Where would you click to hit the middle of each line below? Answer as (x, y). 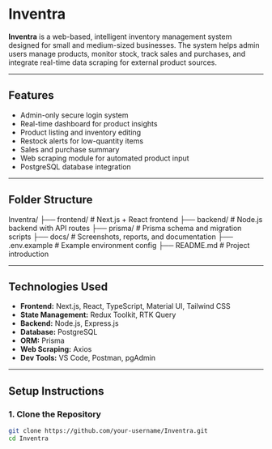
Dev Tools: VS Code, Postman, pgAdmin (88, 358)
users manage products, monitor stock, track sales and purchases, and (127, 53)
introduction (29, 254)
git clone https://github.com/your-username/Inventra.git (108, 431)
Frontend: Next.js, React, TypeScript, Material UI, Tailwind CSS (125, 306)
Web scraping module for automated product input (104, 158)
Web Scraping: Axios (56, 349)
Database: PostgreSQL (59, 332)
